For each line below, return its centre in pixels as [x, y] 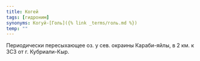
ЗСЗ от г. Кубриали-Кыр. [38, 52]
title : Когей [22, 12]
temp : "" [17, 28]
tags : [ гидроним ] [28, 17]
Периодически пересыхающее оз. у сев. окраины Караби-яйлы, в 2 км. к [100, 45]
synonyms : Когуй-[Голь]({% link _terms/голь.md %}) [72, 23]
